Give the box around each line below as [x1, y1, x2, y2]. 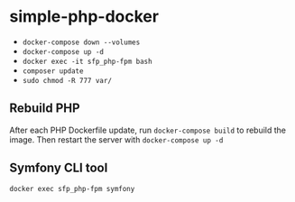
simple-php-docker [9, 6, 160, 27]
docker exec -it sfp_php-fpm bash [22, 57, 152, 66]
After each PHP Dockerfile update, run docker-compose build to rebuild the [9, 124, 287, 135]
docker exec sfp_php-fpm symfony [9, 184, 135, 193]
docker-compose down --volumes [22, 38, 141, 47]
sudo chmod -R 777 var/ [22, 76, 113, 85]
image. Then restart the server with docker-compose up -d [9, 133, 224, 145]
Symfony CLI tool [9, 161, 108, 176]
